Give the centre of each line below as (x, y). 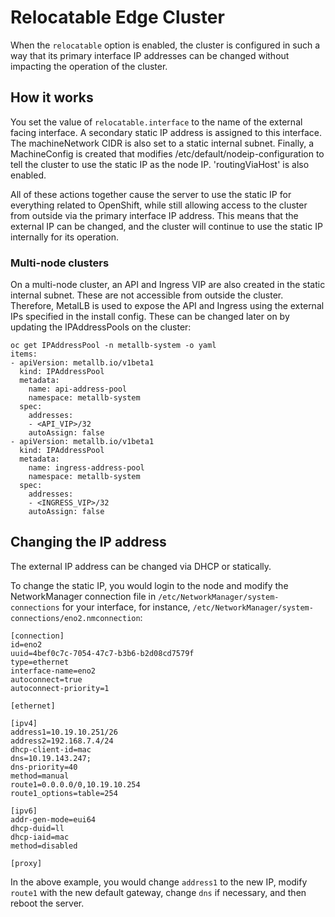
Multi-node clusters (60, 263)
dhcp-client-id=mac (51, 749)
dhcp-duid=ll (37, 828)
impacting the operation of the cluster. (89, 66)
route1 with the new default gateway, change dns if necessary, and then (158, 892)
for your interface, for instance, (126, 607)
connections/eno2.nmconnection (75, 618)
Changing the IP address (88, 542)
